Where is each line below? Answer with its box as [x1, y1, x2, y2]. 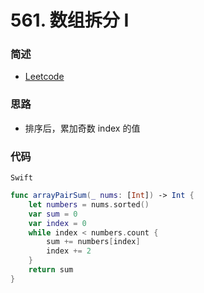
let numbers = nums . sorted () [28, 199, 150, 210]
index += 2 [46, 246, 92, 256]
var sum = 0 [28, 209, 78, 219]
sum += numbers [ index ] [46, 237, 141, 247]
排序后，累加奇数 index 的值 [24, 122, 141, 134]
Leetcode [24, 71, 65, 83]
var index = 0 [28, 218, 87, 228]
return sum [28, 265, 74, 275]
